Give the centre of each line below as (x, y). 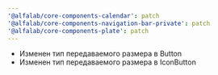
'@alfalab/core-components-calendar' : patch (84, 16)
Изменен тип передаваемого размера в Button (101, 54)
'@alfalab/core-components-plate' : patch (78, 31)
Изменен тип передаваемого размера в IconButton (108, 62)
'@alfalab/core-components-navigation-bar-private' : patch (109, 23)
